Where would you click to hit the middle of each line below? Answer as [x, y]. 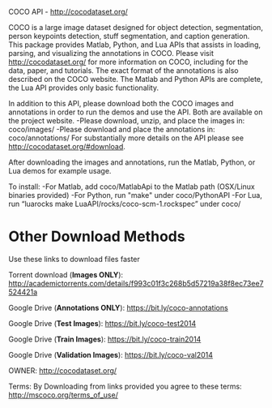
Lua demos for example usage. [60, 171]
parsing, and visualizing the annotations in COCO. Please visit [111, 53]
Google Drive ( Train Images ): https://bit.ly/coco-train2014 [105, 339]
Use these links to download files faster [74, 259]
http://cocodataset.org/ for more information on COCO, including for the [128, 62]
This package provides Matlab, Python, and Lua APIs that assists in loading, [135, 45]
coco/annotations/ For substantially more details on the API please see [126, 138]
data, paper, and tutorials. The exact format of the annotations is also [123, 71]
